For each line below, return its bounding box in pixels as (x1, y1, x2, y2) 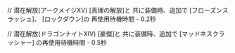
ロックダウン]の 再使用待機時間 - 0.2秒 (44, 15, 156, 23)
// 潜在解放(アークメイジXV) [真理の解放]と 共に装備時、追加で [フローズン (7, 6, 223, 14)
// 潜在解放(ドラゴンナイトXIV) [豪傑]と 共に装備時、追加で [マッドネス (7, 30, 213, 38)
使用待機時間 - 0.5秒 (48, 38, 107, 47)
